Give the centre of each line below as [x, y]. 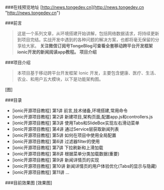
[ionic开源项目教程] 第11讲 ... [41, 172]
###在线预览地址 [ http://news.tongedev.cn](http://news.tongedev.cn [75, 7]
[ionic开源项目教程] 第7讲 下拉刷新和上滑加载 [58, 148]
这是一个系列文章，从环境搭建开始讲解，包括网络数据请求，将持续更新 [88, 33]
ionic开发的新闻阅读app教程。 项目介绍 [57, 52]
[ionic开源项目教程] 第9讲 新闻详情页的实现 [56, 160]
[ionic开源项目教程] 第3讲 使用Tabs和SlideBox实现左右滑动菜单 [76, 123]
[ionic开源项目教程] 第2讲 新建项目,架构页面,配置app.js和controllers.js [82, 117]
